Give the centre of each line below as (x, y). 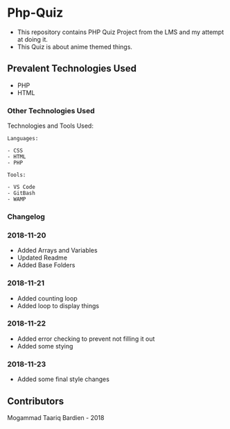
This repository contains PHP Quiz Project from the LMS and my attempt (121, 32)
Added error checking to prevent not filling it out (86, 339)
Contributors (36, 401)
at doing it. (33, 39)
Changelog (26, 217)
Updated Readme (42, 258)
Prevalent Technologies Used (72, 68)
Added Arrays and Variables (57, 251)
